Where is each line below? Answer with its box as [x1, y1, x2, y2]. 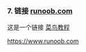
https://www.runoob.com [7, 37, 79, 46]
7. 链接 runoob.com [7, 6, 73, 15]
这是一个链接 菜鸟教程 [7, 23, 70, 32]
